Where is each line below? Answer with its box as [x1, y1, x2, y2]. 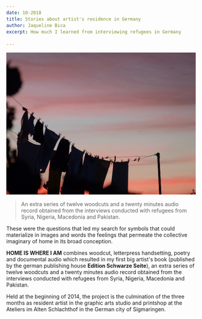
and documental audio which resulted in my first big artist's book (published [6, 256, 195, 263]
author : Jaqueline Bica [6, 22, 66, 28]
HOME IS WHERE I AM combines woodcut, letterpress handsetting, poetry [6, 249, 191, 257]
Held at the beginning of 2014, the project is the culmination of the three [6, 293, 185, 300]
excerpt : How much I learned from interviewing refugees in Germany [6, 29, 182, 35]
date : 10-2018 [6, 10, 42, 16]
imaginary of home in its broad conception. [6, 238, 113, 245]
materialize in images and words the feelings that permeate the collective [6, 231, 188, 238]
